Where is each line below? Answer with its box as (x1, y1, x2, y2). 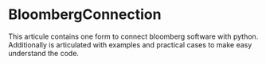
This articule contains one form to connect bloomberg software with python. (8, 32, 259, 41)
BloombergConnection (8, 6, 162, 24)
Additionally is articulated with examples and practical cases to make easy (8, 40, 252, 49)
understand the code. (8, 48, 80, 58)
